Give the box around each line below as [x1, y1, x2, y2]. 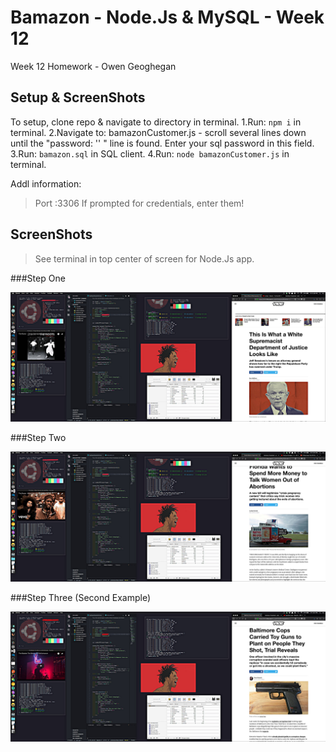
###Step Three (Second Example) [10, 591, 151, 603]
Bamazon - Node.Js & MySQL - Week [10, 6, 325, 29]
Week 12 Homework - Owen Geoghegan [10, 60, 177, 72]
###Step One [10, 272, 66, 284]
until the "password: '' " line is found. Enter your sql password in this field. [10, 137, 315, 149]
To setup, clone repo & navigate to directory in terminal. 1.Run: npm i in [10, 116, 302, 128]
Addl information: [10, 177, 82, 190]
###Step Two [10, 432, 67, 444]
